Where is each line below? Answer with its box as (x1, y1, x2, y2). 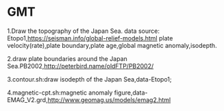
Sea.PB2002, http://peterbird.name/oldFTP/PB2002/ (7, 62, 154, 70)
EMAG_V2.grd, (7, 95, 48, 103)
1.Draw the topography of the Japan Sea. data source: (7, 27, 160, 35)
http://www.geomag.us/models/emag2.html (47, 95, 171, 103)
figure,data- (114, 88, 149, 97)
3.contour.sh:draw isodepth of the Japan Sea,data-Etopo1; (7, 75, 172, 83)
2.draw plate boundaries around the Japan (7, 54, 128, 62)
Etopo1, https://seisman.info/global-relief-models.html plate (7, 34, 173, 42)
